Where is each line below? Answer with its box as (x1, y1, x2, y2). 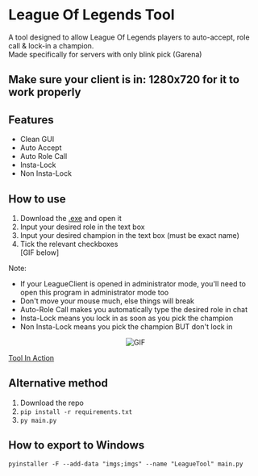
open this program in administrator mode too (19, 287, 169, 297)
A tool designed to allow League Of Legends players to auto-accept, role (8, 32, 250, 42)
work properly (8, 86, 81, 99)
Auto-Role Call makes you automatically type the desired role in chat (19, 304, 248, 314)
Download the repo (19, 398, 85, 407)
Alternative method (8, 377, 109, 390)
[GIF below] (19, 248, 60, 257)
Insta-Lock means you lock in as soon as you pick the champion (19, 313, 234, 323)
